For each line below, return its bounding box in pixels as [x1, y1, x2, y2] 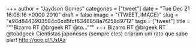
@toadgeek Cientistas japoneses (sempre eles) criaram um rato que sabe [6, 30, 188, 37]
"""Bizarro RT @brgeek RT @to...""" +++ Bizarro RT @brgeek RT [6, 24, 166, 31]
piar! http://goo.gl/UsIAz [6, 37, 66, 43]
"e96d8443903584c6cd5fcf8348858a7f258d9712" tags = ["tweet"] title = [6, 18, 191, 24]
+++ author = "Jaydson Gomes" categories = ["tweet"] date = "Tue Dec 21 [6, 5, 190, 12]
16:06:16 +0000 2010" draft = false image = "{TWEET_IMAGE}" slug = [6, 11, 179, 18]
